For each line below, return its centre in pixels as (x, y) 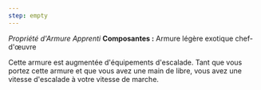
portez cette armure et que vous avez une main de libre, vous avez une (125, 70)
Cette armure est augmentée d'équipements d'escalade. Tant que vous (125, 62)
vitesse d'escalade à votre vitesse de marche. (84, 79)
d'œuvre (22, 47)
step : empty (28, 16)
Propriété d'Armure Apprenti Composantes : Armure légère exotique (121, 38)
